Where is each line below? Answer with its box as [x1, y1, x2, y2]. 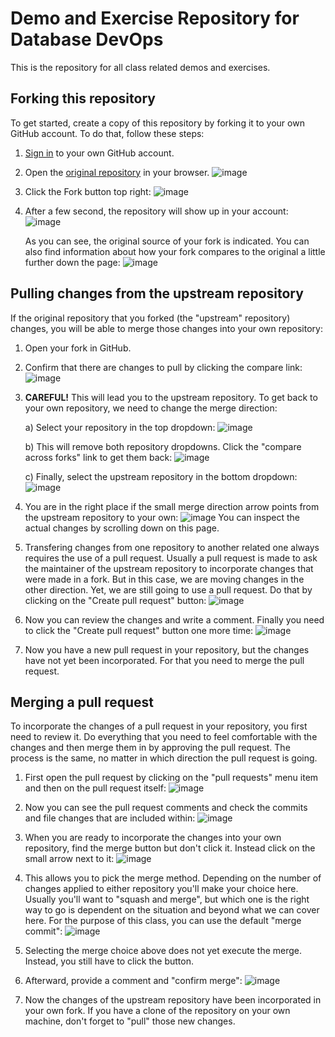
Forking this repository [10, 90, 156, 107]
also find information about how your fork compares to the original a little [24, 245, 326, 257]
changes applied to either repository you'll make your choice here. [24, 883, 299, 895]
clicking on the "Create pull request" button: [24, 594, 207, 606]
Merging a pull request [10, 693, 155, 711]
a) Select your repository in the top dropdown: [24, 421, 216, 433]
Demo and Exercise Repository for [10, 7, 300, 30]
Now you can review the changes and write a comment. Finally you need [24, 613, 325, 626]
